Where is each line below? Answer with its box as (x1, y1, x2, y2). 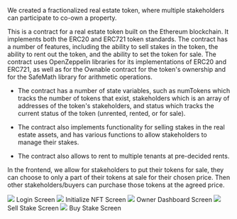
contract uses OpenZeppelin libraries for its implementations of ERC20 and (7, 58, 227, 66)
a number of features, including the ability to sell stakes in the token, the (7, 43, 219, 50)
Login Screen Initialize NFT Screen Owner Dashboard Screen (16, 196, 213, 203)
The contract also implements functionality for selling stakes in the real (17, 123, 225, 131)
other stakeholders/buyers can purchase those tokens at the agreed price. (7, 181, 225, 189)
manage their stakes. (17, 138, 79, 146)
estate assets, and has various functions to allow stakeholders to (17, 131, 207, 139)
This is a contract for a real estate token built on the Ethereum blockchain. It (7, 28, 229, 36)
